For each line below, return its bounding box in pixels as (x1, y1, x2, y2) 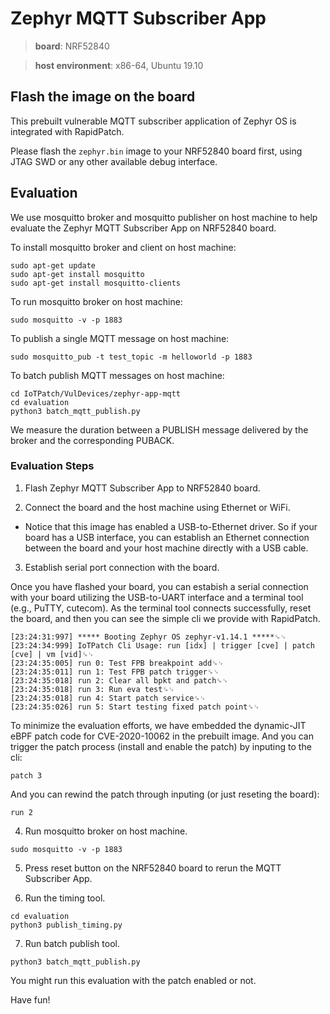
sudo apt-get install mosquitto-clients (10, 278, 182, 288)
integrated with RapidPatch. (10, 125, 125, 137)
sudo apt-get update (10, 260, 97, 271)
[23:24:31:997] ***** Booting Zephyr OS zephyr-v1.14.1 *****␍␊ (10, 632, 287, 642)
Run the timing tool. (24, 892, 106, 904)
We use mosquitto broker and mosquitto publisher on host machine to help (10, 211, 318, 223)
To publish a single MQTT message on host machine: (10, 332, 230, 344)
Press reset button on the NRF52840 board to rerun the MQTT (24, 862, 282, 874)
